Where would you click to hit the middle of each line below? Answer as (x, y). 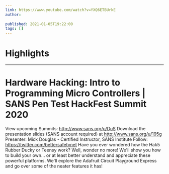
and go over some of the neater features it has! (54, 166)
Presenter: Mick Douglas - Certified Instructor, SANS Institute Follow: (77, 139)
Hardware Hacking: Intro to (63, 83)
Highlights (27, 54)
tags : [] (14, 29)
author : (13, 15)
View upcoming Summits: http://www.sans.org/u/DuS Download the (75, 128)
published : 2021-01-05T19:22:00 (39, 24)
